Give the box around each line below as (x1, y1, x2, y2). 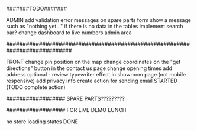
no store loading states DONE (6, 118, 79, 125)
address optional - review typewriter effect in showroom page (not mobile (6, 71, 186, 78)
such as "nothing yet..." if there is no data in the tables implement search (6, 23, 183, 30)
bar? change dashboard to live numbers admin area (6, 29, 132, 36)
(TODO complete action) (6, 84, 66, 91)
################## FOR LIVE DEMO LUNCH (6, 107, 127, 113)
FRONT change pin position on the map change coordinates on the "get (6, 59, 181, 65)
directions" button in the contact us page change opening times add (6, 65, 173, 72)
